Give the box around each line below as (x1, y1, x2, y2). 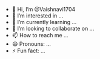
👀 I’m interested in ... (12, 12, 64, 19)
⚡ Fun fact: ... (12, 47, 45, 54)
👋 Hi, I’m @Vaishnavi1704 (12, 6, 76, 13)
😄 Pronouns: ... (12, 40, 52, 48)
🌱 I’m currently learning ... (12, 19, 77, 25)
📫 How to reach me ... (12, 32, 68, 39)
